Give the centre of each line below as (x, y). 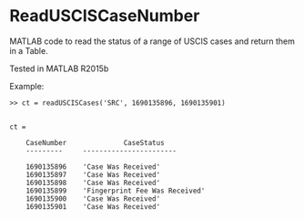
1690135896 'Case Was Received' (93, 167)
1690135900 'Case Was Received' (93, 198)
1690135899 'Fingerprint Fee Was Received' (116, 191)
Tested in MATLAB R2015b (59, 68)
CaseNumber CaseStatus (96, 142)
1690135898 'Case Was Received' (93, 182)
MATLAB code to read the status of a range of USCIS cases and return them (152, 41)
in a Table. (29, 50)
